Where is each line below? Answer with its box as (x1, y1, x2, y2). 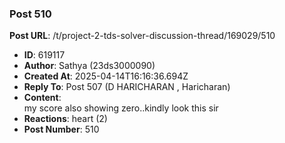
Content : (23, 92, 62, 104)
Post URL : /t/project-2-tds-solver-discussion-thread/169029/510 (9, 30, 276, 42)
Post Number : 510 (23, 123, 100, 136)
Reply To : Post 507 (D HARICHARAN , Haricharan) (23, 81, 231, 93)
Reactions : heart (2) (23, 113, 108, 125)
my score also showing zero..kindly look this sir (23, 102, 219, 114)
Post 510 (9, 7, 52, 21)
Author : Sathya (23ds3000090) (23, 60, 156, 72)
